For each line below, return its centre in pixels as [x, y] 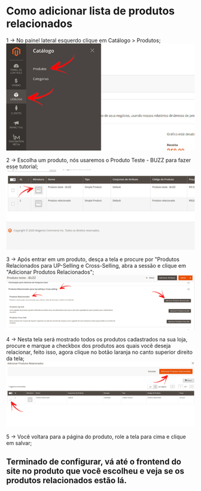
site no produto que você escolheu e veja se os [95, 471]
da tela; [16, 359]
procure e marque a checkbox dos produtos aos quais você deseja [89, 346]
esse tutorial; [22, 166]
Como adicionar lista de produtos [91, 11]
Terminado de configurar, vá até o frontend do [94, 462]
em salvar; [19, 443]
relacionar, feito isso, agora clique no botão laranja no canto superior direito [100, 352]
